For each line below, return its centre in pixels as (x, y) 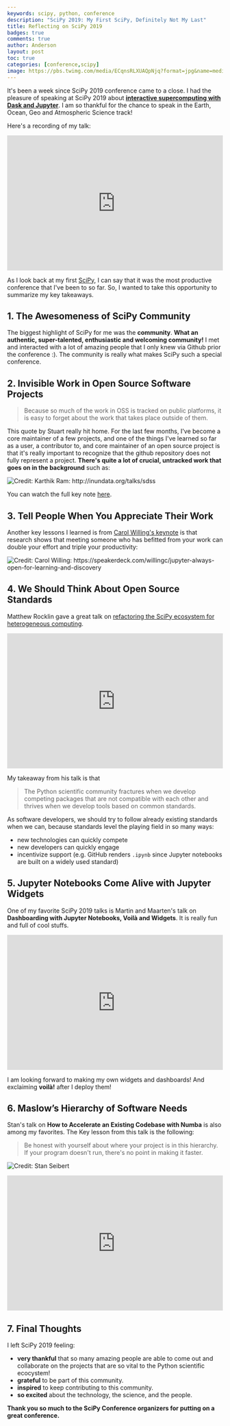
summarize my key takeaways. (50, 294)
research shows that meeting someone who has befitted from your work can (115, 539)
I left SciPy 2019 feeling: (41, 1345)
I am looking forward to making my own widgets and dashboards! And (106, 1079)
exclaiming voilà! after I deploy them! (59, 1087)
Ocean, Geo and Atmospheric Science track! (70, 112)
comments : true (29, 39)
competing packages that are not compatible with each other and (116, 798)
